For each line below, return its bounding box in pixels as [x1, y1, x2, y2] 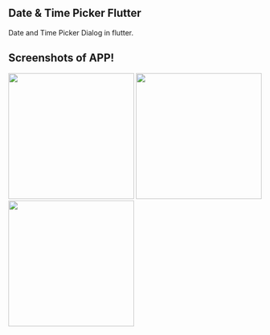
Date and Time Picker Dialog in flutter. [8, 27, 134, 37]
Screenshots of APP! [8, 52, 115, 65]
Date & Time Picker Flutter [8, 6, 142, 20]
